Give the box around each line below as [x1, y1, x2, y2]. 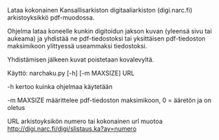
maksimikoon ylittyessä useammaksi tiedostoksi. [7, 42, 148, 50]
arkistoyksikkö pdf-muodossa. [7, 13, 95, 22]
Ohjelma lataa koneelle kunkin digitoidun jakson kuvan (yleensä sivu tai [7, 27, 212, 35]
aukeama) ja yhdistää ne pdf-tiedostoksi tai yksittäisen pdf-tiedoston [7, 34, 206, 43]
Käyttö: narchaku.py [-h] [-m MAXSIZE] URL [7, 69, 135, 77]
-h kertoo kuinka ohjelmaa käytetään [7, 83, 113, 90]
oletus [7, 104, 26, 111]
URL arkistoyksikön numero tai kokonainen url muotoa [7, 117, 163, 125]
